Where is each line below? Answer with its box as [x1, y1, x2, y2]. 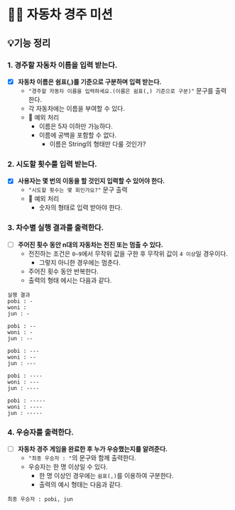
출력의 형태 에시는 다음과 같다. [28, 276, 112, 284]
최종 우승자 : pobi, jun [7, 496, 73, 503]
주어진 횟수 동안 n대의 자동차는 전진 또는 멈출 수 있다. [17, 240, 163, 249]
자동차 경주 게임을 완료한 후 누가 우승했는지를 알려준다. [17, 445, 168, 453]
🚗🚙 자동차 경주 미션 [7, 6, 113, 23]
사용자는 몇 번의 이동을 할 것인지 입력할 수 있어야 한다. [17, 177, 165, 185]
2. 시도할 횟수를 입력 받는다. [7, 159, 97, 169]
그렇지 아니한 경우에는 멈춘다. [38, 258, 121, 266]
